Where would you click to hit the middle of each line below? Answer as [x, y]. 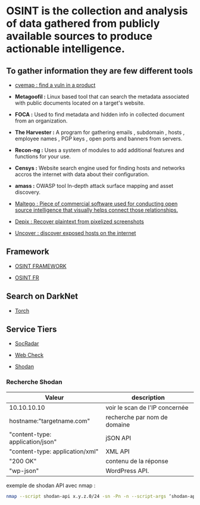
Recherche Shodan [34, 382]
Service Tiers [32, 329]
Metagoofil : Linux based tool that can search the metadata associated [102, 97]
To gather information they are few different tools [100, 70]
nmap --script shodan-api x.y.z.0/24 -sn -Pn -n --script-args [86, 496]
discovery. [27, 192]
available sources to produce [79, 36]
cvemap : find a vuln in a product [55, 85]
